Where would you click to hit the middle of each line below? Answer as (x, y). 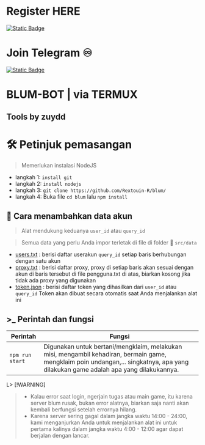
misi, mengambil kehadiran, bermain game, (105, 355)
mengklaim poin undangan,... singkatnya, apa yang (116, 362)
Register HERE (43, 11)
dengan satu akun (38, 261)
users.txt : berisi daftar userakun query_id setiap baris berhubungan (101, 254)
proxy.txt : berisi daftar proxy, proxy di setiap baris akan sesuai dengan (104, 268)
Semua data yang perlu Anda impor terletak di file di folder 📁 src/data (109, 243)
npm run (20, 355)
